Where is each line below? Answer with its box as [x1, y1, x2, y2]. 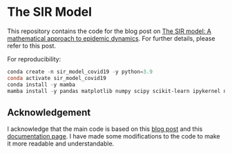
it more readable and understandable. [7, 139, 115, 148]
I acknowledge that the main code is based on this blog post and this [7, 125, 203, 133]
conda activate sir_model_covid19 [7, 74, 107, 81]
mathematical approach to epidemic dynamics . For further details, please [7, 34, 215, 42]
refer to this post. [7, 41, 57, 50]
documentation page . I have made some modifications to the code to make [7, 132, 220, 141]
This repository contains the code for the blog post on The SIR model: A [7, 27, 212, 35]
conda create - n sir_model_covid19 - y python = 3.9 [7, 68, 153, 75]
